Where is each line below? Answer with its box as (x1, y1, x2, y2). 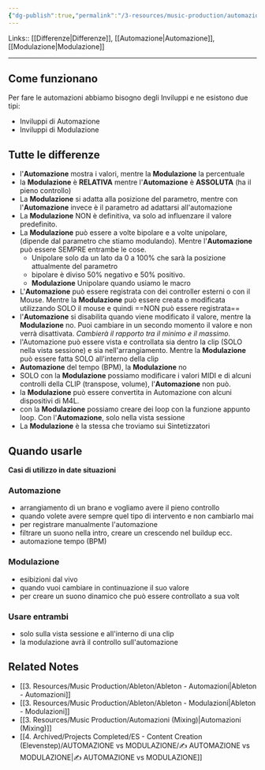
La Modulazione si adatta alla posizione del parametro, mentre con (19, 195, 238, 204)
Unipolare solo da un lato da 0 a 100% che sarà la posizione (31, 253, 226, 263)
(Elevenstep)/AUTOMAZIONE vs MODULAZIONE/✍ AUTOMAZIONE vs (19, 741, 250, 750)
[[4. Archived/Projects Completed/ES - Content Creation (19, 731, 203, 741)
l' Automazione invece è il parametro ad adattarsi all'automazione (19, 203, 233, 212)
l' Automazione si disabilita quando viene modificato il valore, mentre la (19, 312, 252, 321)
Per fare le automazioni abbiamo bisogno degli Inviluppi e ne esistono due (8, 93, 248, 103)
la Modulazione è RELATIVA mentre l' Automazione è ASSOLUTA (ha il (19, 177, 252, 187)
